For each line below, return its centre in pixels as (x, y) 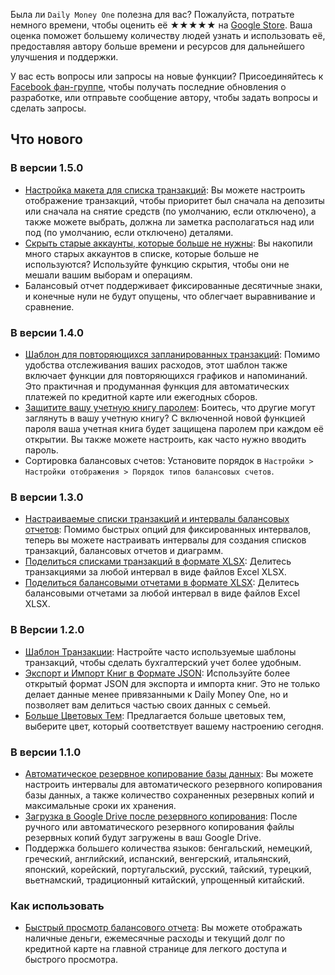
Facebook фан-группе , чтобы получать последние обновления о (148, 87)
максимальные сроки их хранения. (100, 805)
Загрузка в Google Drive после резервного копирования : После (161, 816)
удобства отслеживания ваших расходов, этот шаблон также (156, 365)
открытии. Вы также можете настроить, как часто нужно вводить (165, 439)
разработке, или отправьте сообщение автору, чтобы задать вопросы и (164, 97)
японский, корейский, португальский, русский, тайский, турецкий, (168, 869)
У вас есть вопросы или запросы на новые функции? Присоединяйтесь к (167, 76)
